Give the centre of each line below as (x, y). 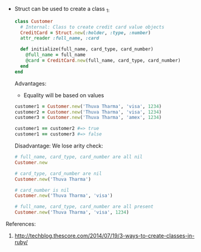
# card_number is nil (42, 190)
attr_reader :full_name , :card (60, 38)
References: (21, 224)
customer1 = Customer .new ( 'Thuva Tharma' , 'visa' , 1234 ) (88, 106)
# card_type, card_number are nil (58, 173)
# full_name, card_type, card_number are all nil (79, 157)
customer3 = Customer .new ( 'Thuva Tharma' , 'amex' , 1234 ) (88, 118)
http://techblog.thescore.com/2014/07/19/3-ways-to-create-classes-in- (104, 236)
